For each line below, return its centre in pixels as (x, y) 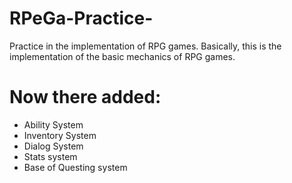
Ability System (53, 124)
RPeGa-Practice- (81, 18)
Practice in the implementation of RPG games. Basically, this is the (145, 46)
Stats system (50, 156)
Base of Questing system (75, 167)
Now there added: (85, 97)
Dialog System (53, 146)
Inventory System (60, 135)
